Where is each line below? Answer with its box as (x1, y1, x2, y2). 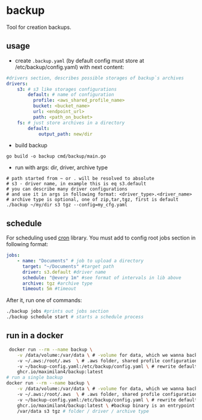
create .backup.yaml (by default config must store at (14, 57, 144, 64)
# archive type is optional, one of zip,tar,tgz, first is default (6, 197, 179, 203)
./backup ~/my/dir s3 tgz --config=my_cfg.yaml (6, 202, 128, 208)
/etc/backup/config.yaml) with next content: (14, 63, 124, 70)
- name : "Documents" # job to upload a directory (17, 258, 144, 264)
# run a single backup (6, 374, 63, 381)
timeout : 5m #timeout (22, 286, 77, 292)
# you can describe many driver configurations (6, 186, 128, 193)
